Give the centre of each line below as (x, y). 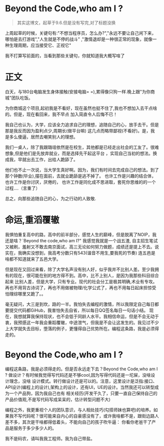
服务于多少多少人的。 (35, 428)
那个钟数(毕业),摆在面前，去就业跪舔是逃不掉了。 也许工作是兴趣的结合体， (81, 176)
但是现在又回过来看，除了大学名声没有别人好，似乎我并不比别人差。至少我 (80, 269)
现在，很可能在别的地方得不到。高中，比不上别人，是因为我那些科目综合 (86, 275)
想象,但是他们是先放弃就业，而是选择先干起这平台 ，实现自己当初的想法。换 (81, 153)
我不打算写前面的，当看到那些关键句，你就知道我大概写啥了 (65, 55)
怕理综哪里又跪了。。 (25, 294)
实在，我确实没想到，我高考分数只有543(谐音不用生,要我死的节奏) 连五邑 (78, 253)
